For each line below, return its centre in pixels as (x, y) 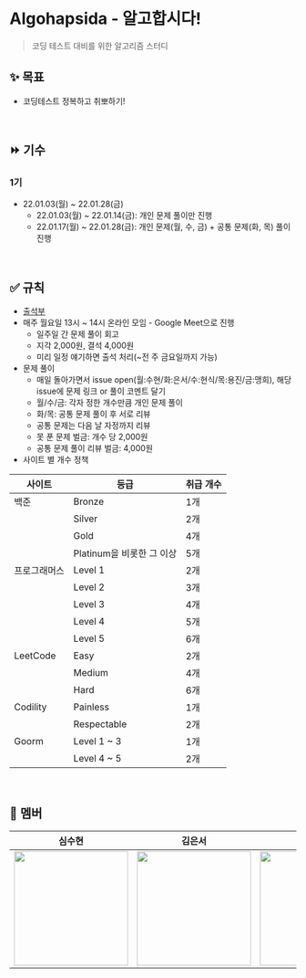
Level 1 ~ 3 (97, 741)
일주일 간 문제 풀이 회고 (78, 334)
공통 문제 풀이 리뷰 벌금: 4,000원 (94, 448)
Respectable (100, 724)
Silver (86, 519)
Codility (31, 707)
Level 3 (89, 605)
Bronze (89, 501)
